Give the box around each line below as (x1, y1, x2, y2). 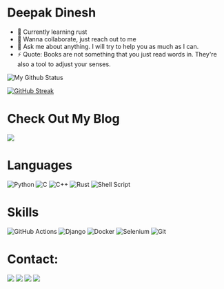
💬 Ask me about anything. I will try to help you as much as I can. (17, 42, 199, 50)
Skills (7, 205, 39, 220)
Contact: (7, 251, 59, 267)
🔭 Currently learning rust (17, 28, 88, 36)
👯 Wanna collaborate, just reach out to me (17, 34, 136, 43)
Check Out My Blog (7, 111, 120, 127)
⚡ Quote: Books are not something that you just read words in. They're (17, 50, 217, 58)
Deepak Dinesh (7, 5, 96, 21)
